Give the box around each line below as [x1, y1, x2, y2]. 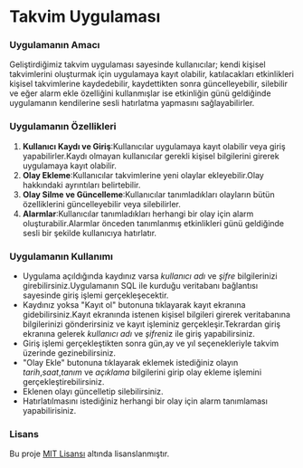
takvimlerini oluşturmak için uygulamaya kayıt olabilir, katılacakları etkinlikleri [9, 69, 294, 80]
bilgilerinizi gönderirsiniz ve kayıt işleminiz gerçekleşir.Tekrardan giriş [22, 319, 281, 330]
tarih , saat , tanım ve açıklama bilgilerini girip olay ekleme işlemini [22, 367, 262, 377]
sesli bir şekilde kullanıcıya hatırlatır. [22, 227, 156, 238]
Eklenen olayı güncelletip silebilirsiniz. [22, 387, 165, 397]
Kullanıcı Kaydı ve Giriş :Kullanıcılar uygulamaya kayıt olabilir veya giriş [22, 140, 287, 151]
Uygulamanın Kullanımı [9, 250, 113, 263]
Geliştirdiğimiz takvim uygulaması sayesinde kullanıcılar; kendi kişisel [9, 59, 266, 70]
